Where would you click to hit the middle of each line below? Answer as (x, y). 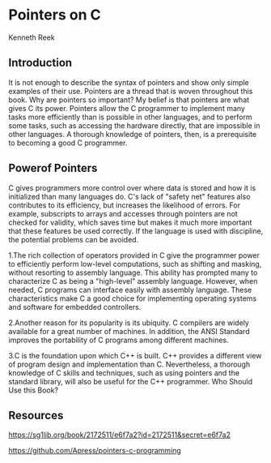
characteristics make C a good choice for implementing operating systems (133, 298)
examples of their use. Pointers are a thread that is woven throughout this (131, 91)
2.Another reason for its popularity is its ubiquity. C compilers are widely (129, 323)
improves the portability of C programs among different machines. (119, 340)
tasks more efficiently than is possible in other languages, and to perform (130, 117)
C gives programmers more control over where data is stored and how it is (132, 187)
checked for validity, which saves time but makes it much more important (130, 222)
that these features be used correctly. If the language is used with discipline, (136, 231)
